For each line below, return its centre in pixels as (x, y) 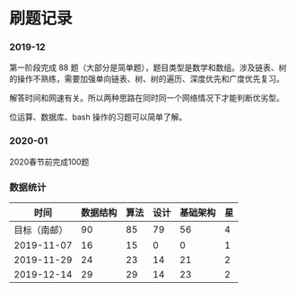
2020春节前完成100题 (49, 162)
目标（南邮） (41, 230)
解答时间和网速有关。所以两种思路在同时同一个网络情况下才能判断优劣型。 (147, 98)
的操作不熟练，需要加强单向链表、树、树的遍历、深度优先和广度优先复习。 (147, 79)
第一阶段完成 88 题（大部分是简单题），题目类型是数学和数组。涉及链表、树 (148, 67)
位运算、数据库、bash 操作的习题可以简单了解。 (98, 117)
